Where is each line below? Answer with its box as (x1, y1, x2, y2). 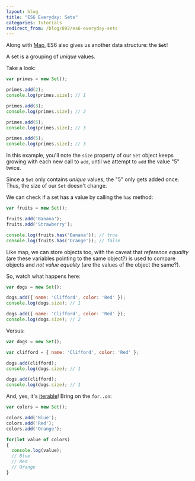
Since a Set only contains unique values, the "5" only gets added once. (6, 176, 180, 183)
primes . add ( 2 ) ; (6, 87, 44, 93)
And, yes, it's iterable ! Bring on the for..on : (6, 393, 112, 400)
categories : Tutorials (6, 20, 62, 26)
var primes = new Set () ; (6, 76, 68, 82)
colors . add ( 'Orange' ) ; (6, 426, 62, 432)
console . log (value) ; (11, 448, 62, 454)
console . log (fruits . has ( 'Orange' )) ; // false (6, 238, 120, 243)
